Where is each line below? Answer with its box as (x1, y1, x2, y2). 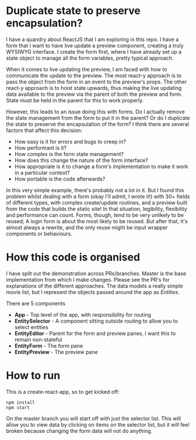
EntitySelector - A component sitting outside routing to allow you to (14, 317, 178, 324)
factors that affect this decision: (6, 127, 83, 134)
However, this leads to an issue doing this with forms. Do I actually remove (6, 108, 185, 115)
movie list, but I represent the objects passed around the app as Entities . (6, 288, 180, 296)
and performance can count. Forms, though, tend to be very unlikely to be (6, 212, 184, 219)
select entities (14, 323, 48, 331)
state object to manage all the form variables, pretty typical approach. (6, 54, 174, 61)
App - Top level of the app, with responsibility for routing (14, 311, 152, 318)
